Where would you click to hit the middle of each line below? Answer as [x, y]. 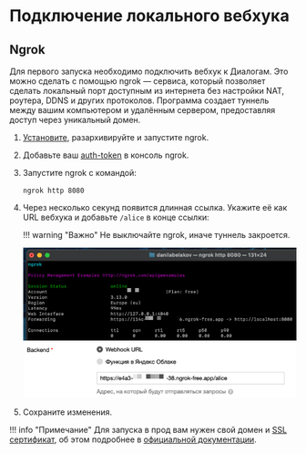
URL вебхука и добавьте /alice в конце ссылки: [116, 217]
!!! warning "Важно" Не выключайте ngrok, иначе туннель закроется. [156, 235]
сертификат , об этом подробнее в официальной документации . [133, 439]
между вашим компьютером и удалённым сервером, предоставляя [143, 110]
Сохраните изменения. [67, 412]
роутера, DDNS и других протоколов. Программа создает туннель [139, 100]
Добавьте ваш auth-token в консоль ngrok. [106, 155]
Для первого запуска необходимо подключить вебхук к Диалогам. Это [149, 71]
